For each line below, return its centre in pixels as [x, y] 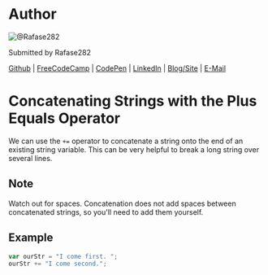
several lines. [30, 158]
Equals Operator [64, 118]
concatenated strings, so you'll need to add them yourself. [106, 212]
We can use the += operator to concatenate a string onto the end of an [126, 141]
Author [32, 14]
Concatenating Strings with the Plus [133, 101]
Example [31, 238]
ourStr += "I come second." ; [58, 264]
